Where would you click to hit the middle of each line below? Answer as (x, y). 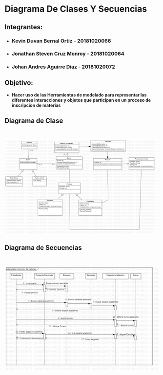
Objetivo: (19, 83)
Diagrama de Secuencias (43, 248)
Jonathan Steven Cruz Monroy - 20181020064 (68, 54)
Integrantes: (24, 27)
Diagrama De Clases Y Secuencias (76, 9)
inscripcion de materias (36, 105)
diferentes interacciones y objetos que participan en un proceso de (81, 100)
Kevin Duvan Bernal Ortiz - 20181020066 (61, 41)
